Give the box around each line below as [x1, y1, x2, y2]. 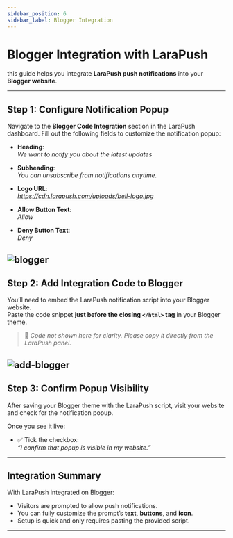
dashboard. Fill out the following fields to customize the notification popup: [7, 129, 221, 138]
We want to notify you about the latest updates [17, 150, 153, 158]
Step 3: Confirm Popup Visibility [7, 383, 149, 395]
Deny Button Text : [17, 227, 71, 235]
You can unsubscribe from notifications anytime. [17, 171, 157, 179]
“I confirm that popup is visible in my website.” [17, 443, 151, 452]
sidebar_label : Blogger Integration [7, 17, 113, 24]
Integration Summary [7, 470, 101, 482]
